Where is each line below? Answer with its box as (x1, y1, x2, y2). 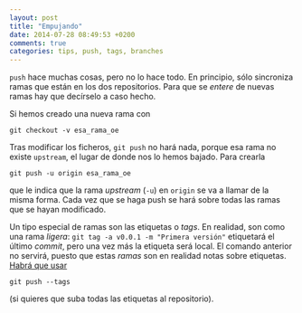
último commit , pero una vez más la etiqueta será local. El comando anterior (9, 241, 292, 251)
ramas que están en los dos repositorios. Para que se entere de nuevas (9, 81, 275, 92)
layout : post (9, 13, 59, 23)
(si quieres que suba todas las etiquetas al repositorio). (9, 293, 214, 304)
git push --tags (9, 278, 71, 287)
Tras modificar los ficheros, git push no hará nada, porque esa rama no (9, 142, 277, 153)
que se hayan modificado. (9, 204, 107, 215)
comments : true (9, 38, 67, 48)
